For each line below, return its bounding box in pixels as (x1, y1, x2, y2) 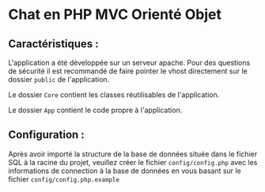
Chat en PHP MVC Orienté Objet (8, 6, 221, 24)
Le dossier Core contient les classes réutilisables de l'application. (8, 90, 220, 100)
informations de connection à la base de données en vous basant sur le (8, 166, 241, 175)
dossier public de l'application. (8, 75, 110, 84)
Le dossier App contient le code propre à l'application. (8, 105, 183, 115)
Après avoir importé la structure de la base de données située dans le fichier (8, 149, 258, 159)
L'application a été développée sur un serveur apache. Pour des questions (8, 58, 251, 67)
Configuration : (8, 128, 85, 141)
